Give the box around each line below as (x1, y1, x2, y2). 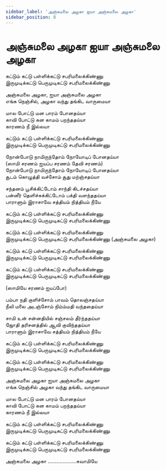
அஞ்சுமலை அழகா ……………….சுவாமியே (5, 457, 98, 465)
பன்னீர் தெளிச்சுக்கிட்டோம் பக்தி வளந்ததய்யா (5, 192, 107, 199)
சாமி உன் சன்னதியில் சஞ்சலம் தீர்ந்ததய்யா (5, 315, 100, 322)
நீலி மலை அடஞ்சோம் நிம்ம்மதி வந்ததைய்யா (5, 303, 104, 310)
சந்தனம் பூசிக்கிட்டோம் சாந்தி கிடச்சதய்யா (5, 185, 99, 193)
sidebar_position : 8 (5, 14, 57, 20)
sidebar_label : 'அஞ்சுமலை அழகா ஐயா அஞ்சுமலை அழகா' (5, 8, 136, 15)
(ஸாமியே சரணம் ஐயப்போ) (5, 284, 67, 291)
